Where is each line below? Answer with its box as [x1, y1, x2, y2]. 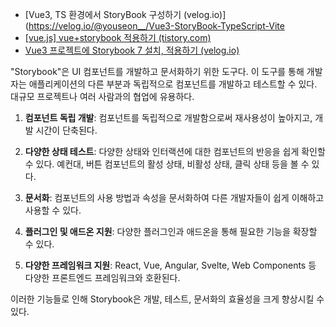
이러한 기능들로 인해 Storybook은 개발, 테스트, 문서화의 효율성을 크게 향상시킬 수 [10, 293, 325, 305]
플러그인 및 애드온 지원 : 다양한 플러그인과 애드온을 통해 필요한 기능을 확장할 [24, 226, 318, 237]
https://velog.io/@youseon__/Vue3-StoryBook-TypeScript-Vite [28, 20, 285, 32]
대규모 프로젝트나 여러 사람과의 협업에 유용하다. [10, 91, 195, 102]
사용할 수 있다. [24, 204, 82, 216]
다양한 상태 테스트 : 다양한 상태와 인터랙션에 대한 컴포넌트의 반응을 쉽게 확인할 [24, 146, 326, 157]
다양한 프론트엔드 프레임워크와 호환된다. [24, 272, 181, 283]
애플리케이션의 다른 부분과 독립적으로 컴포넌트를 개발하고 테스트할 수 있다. [28, 78, 318, 90]
